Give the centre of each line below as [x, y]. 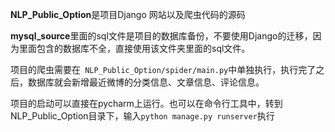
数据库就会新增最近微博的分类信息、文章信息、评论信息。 [146, 82]
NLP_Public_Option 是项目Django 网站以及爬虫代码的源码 [128, 14]
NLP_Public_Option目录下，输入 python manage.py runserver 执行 [142, 116]
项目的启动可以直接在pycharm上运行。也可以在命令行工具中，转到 [146, 103]
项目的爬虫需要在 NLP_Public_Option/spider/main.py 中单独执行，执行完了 [163, 69]
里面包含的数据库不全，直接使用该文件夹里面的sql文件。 [134, 48]
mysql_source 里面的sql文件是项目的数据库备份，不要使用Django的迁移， [161, 36]
